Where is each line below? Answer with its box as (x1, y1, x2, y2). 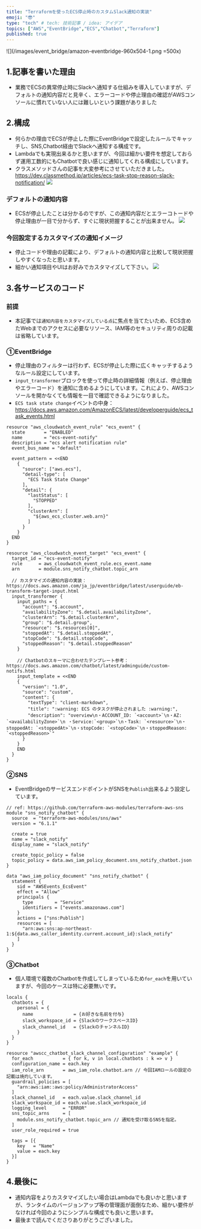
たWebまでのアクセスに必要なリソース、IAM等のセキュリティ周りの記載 (14, 325, 193, 332)
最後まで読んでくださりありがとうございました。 (14, 1216, 136, 1223)
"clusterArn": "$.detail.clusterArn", (22, 614, 119, 621)
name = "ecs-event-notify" (11, 435, 98, 441)
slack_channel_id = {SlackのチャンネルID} (22, 1024, 130, 1030)
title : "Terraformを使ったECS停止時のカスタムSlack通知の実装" (6, 8, 152, 15)
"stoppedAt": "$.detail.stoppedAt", (22, 630, 114, 637)
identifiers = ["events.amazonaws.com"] (22, 905, 125, 911)
